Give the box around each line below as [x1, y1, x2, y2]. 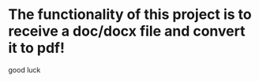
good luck [8, 65, 41, 74]
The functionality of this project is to [8, 6, 252, 24]
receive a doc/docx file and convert [8, 22, 246, 40]
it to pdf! [8, 39, 66, 57]
